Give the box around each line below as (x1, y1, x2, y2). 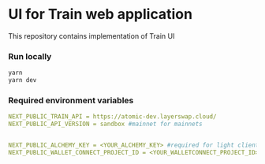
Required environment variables (8, 95, 134, 106)
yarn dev (8, 76, 37, 84)
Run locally (8, 50, 52, 61)
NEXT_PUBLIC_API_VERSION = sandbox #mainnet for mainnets (8, 120, 203, 129)
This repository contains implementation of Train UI (8, 31, 175, 40)
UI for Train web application (8, 6, 193, 24)
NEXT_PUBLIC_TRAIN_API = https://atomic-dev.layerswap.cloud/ (8, 113, 217, 121)
